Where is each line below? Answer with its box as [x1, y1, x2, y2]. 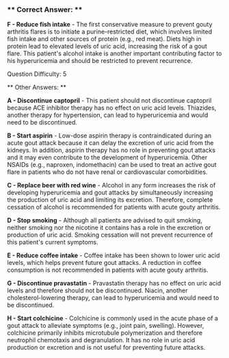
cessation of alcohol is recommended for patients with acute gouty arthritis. [7, 203, 221, 212]
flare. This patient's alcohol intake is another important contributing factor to [7, 49, 222, 57]
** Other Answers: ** [7, 84, 67, 92]
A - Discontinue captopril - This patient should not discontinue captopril [7, 97, 212, 105]
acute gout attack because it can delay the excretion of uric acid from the [7, 139, 214, 147]
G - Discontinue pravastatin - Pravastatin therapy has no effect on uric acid [7, 279, 221, 287]
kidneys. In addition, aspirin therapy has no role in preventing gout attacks [7, 146, 216, 155]
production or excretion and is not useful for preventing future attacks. [7, 344, 206, 352]
